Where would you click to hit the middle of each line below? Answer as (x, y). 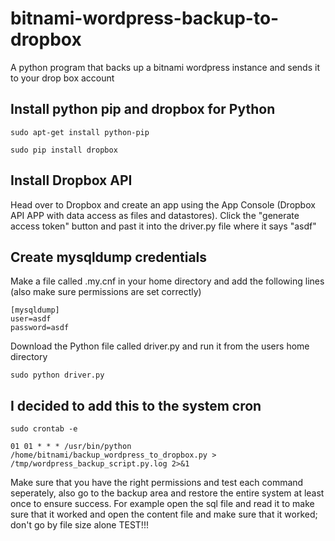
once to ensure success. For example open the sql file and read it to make (162, 504)
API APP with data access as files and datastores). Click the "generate (155, 215)
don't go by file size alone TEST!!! (79, 525)
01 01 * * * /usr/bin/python (71, 447)
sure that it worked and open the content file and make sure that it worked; (164, 514)
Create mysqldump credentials (109, 257)
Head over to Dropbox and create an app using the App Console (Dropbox (163, 204)
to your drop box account (62, 78)
